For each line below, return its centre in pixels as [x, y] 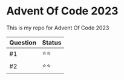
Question [23, 42]
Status [52, 42]
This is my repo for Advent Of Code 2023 [58, 28]
